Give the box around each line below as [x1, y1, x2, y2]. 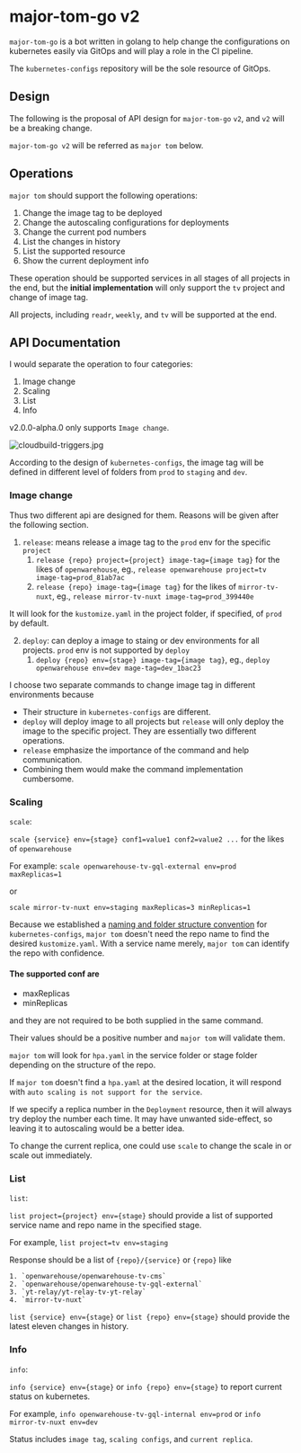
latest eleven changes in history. [9, 1321, 128, 1332]
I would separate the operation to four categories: [9, 359, 193, 370]
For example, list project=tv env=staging [9, 1237, 169, 1248]
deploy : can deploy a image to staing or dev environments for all [22, 635, 260, 646]
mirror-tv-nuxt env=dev [9, 1418, 99, 1427]
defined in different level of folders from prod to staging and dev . [9, 467, 248, 477]
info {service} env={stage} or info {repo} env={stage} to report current [9, 1381, 283, 1392]
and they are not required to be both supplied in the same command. [9, 1015, 263, 1026]
